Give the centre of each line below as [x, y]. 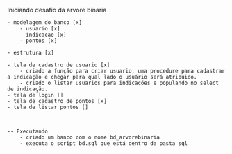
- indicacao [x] [43, 35]
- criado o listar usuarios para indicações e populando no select [119, 83]
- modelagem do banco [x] [44, 23]
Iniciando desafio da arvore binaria [57, 10]
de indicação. [28, 89]
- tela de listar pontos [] [48, 107]
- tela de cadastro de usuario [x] [59, 65]
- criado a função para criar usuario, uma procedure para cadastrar [123, 71]
